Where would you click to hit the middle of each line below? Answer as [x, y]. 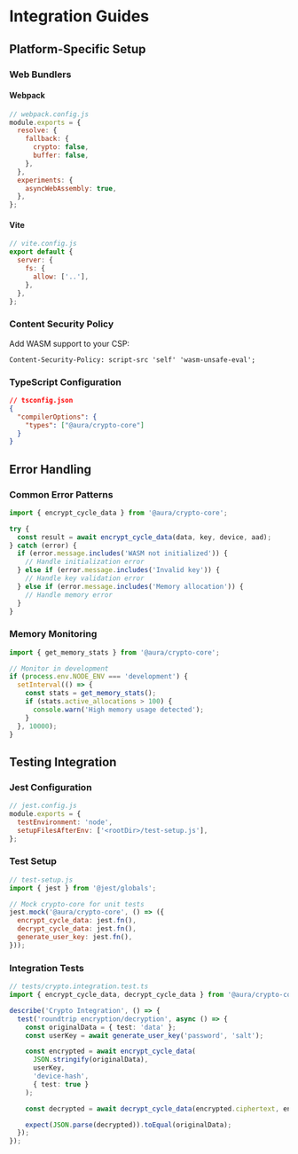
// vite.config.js [43, 244]
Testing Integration [63, 761]
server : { [35, 260]
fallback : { [47, 139]
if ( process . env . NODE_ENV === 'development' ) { [99, 677]
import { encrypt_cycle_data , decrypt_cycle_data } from [117, 995]
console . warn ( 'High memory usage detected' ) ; [118, 710]
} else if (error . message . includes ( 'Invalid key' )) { [118, 570]
